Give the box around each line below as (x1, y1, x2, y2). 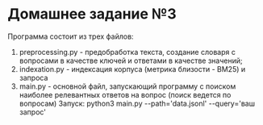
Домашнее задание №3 (7, 5, 177, 23)
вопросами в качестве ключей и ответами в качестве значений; (19, 56, 243, 65)
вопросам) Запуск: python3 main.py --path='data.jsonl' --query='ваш (19, 98, 256, 108)
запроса (19, 73, 48, 82)
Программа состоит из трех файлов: (7, 31, 134, 41)
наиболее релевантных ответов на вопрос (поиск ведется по (19, 90, 232, 99)
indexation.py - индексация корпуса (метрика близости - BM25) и (19, 64, 246, 73)
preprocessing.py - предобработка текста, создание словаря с (19, 47, 236, 56)
